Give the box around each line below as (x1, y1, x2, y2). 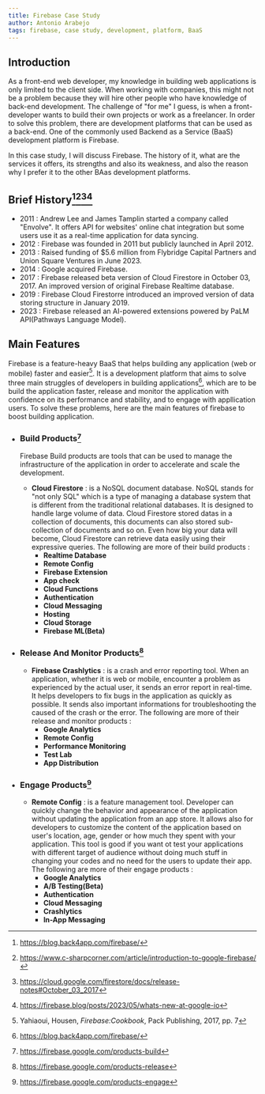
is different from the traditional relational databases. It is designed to (31, 500, 254, 509)
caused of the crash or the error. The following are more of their (31, 707, 240, 717)
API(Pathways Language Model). (19, 315, 126, 324)
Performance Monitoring (43, 741, 126, 751)
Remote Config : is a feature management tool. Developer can (31, 797, 234, 807)
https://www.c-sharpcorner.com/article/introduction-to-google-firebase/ (19, 953, 256, 963)
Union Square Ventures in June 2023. (19, 256, 142, 265)
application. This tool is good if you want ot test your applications (31, 839, 244, 849)
